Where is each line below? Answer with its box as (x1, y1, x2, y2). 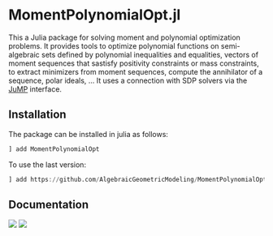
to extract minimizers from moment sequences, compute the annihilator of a (8, 67, 263, 76)
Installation (8, 108, 67, 122)
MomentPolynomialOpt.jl (8, 6, 181, 24)
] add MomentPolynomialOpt (8, 144, 100, 153)
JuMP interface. (8, 84, 63, 94)
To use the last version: (8, 160, 87, 169)
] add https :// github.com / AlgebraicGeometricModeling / (8, 175, 198, 183)
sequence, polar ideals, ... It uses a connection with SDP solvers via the (8, 75, 248, 85)
